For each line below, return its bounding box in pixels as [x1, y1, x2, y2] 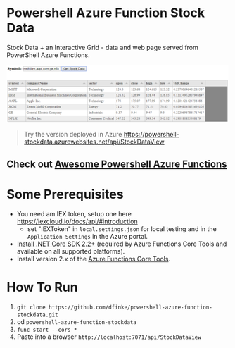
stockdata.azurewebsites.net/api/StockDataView [23, 137, 165, 146]
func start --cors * [16, 326, 77, 333]
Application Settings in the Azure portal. [27, 232, 148, 240]
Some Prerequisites [6, 186, 124, 202]
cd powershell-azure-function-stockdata [16, 317, 136, 325]
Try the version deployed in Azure [23, 130, 122, 139]
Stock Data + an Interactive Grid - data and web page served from [6, 43, 198, 51]
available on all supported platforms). [16, 247, 125, 255]
